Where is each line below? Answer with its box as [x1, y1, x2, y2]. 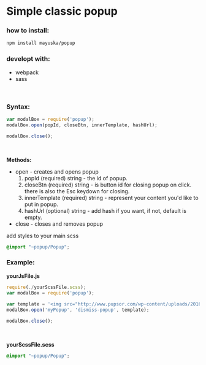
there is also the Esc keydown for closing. [24, 187, 130, 194]
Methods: [6, 156, 32, 163]
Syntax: [6, 102, 31, 111]
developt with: [6, 55, 50, 63]
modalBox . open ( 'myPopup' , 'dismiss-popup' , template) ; [6, 307, 150, 313]
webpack [15, 69, 39, 76]
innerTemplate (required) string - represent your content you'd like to [24, 194, 199, 201]
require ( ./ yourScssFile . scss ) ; [6, 284, 86, 290]
